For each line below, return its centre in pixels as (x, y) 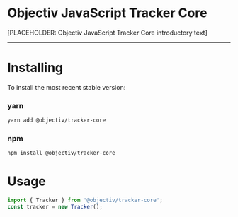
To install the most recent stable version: (67, 87)
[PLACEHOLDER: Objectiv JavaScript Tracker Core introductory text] (107, 33)
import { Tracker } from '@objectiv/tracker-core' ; (85, 200)
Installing (35, 68)
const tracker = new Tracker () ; (55, 207)
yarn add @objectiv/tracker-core (57, 121)
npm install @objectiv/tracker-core (61, 153)
